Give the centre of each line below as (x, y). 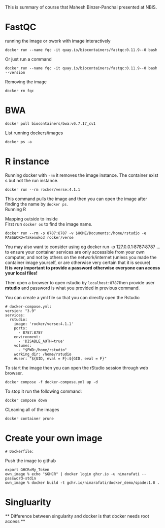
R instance (27, 162)
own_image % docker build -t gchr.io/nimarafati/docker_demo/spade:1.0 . (82, 482)
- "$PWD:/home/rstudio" (43, 350)
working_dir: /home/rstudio (43, 354)
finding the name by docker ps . (36, 204)
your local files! (21, 273)
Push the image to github (31, 461)
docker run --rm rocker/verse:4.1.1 (43, 189)
